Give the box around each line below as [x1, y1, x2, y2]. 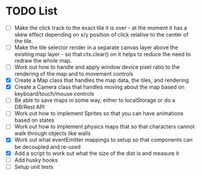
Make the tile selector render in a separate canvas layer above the [14, 44, 179, 51]
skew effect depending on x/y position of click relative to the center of [14, 31, 189, 38]
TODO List [5, 4, 58, 18]
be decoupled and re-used [14, 143, 81, 150]
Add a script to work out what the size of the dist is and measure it [14, 149, 179, 157]
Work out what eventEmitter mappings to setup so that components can [14, 136, 193, 143]
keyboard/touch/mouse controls [14, 90, 94, 98]
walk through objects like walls [14, 130, 91, 137]
